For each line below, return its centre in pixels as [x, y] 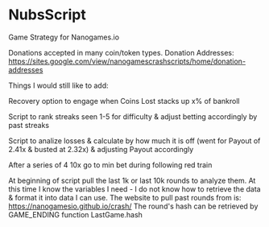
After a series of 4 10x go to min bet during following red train [110, 165]
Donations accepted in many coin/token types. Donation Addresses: [121, 52]
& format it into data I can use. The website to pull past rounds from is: [125, 197]
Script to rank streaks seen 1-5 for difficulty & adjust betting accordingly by [133, 116]
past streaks [29, 125]
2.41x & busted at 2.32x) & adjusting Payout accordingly [101, 149]
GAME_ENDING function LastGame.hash [76, 214]
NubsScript [47, 15]
